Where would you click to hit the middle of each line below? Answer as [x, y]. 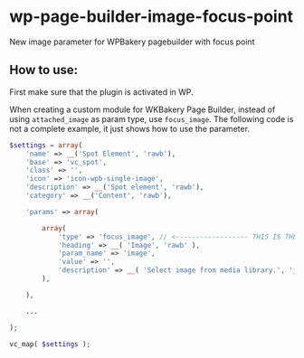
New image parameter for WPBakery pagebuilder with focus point [132, 42]
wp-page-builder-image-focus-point [152, 17]
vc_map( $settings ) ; [50, 344]
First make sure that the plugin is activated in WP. [102, 91]
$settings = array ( [46, 145]
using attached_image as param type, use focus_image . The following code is [152, 118]
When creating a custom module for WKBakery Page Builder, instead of [142, 109]
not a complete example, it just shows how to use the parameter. [130, 128]
